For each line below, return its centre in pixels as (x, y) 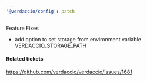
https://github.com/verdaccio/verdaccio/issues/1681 (69, 72)
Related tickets (25, 59)
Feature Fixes (23, 28)
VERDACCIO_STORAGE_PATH (51, 45)
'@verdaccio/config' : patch (41, 11)
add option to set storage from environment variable (78, 39)
